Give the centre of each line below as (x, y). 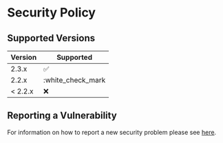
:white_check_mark (75, 80)
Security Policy (52, 13)
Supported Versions (51, 38)
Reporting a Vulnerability (62, 116)
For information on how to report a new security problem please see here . (112, 132)
